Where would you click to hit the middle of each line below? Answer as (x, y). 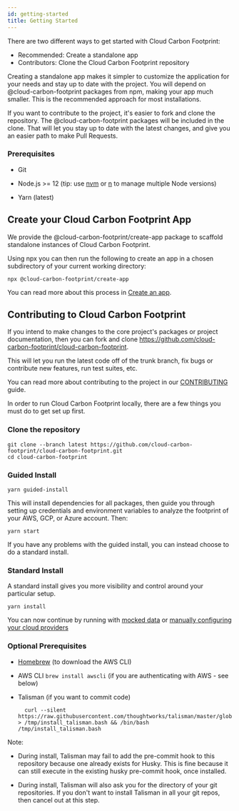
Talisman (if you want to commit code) (74, 697)
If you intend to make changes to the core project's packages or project (113, 332)
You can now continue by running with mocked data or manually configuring (119, 620)
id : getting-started (38, 14)
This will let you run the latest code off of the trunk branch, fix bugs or (110, 361)
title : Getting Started (43, 21)
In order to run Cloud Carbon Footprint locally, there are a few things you (114, 403)
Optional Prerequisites (47, 646)
